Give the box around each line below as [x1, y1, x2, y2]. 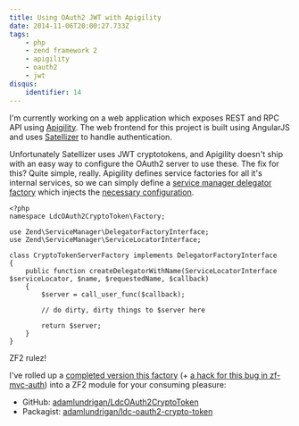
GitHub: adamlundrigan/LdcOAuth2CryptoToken [21, 397, 199, 407]
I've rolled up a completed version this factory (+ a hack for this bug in [9, 370, 268, 380]
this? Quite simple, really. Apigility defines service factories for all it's [9, 167, 263, 179]
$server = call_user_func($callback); [41, 289, 186, 299]
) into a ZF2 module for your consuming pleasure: [44, 379, 227, 389]
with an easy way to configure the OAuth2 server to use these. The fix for [9, 158, 279, 169]
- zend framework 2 [25, 46, 98, 55]
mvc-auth [9, 379, 46, 389]
